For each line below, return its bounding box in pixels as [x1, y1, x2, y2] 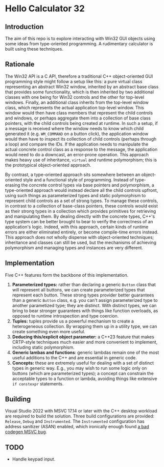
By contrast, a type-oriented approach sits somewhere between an [5, 172, 141, 177]
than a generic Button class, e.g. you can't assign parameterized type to [12, 297, 158, 303]
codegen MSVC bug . [5, 429, 47, 435]
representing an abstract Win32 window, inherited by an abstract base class [5, 84, 159, 89]
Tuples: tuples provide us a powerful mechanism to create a [12, 318, 134, 324]
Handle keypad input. [12, 456, 55, 462]
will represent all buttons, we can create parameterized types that [12, 287, 145, 292]
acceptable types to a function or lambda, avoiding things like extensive [12, 376, 158, 381]
